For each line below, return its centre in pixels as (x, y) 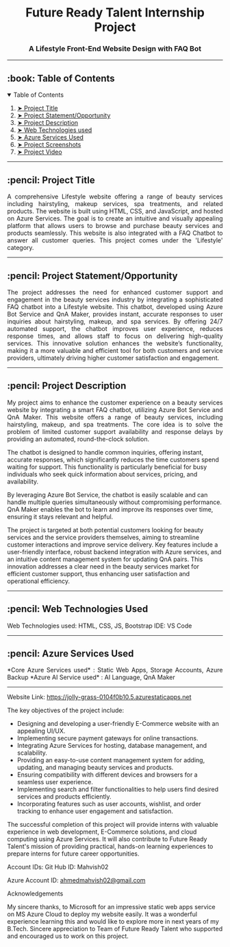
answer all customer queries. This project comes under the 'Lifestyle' (115, 240)
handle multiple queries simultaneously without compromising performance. (115, 502)
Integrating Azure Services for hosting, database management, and (112, 746)
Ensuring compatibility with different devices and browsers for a (107, 775)
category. (21, 248)
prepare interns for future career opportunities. (73, 854)
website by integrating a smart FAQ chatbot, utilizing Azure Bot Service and (115, 409)
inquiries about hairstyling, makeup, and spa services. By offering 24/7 (115, 321)
